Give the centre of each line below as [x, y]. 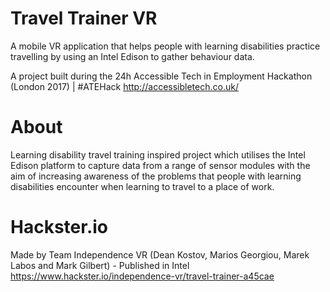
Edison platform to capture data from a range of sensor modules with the [160, 165]
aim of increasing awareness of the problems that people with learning [156, 176]
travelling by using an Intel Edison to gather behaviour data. [132, 56]
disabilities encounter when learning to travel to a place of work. [142, 186]
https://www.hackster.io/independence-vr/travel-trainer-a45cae [142, 276]
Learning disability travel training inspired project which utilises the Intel [158, 154]
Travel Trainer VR [84, 18]
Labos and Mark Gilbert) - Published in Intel [100, 265]
